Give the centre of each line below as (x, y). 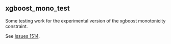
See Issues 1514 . (22, 36)
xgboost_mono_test (38, 8)
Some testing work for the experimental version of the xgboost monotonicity (86, 20)
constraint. (17, 26)
